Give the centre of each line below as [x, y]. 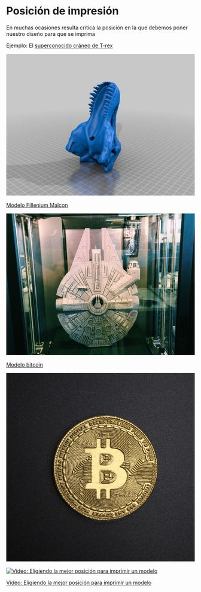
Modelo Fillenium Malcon [37, 205]
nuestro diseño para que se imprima [51, 33]
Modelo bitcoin [25, 364]
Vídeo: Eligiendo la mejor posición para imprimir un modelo [79, 582]
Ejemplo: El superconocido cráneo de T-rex [60, 45]
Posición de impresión [63, 11]
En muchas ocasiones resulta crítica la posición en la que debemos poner [97, 28]
